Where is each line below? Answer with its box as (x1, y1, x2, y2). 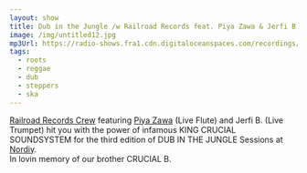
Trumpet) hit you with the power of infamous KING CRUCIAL (9, 124, 237, 135)
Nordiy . (9, 143, 37, 155)
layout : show (9, 13, 59, 23)
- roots (17, 56, 48, 65)
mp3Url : (9, 38, 39, 48)
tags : (9, 47, 30, 56)
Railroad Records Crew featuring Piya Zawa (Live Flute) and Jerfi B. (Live (9, 115, 284, 126)
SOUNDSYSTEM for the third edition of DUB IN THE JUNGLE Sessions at (9, 134, 283, 145)
